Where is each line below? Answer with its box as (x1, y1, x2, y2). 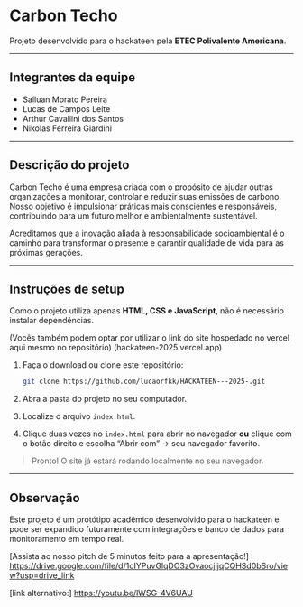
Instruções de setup (9, 281, 124, 296)
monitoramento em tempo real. (9, 534, 124, 545)
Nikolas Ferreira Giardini (22, 123, 113, 134)
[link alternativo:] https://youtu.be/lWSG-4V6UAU (9, 588, 194, 599)
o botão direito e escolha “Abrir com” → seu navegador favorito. (22, 438, 260, 449)
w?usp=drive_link (9, 570, 75, 581)
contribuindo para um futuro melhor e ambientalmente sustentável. (9, 210, 259, 221)
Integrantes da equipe (9, 70, 136, 86)
